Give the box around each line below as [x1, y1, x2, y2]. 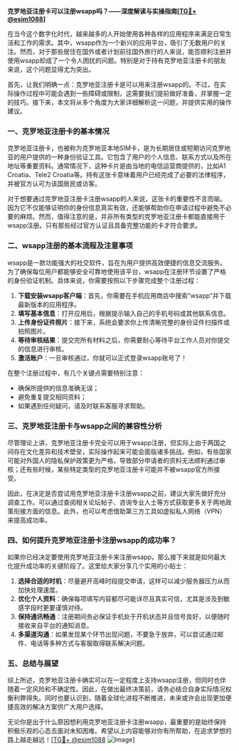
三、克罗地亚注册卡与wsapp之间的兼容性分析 [7, 421, 162, 431]
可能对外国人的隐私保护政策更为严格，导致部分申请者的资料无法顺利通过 [7, 456, 219, 464]
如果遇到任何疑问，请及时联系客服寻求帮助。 [17, 401, 149, 410]
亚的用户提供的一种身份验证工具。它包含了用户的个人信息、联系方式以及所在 [7, 153, 232, 161]
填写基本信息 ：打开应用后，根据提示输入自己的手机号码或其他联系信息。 [17, 309, 230, 317]
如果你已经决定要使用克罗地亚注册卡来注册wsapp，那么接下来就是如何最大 [7, 553, 226, 561]
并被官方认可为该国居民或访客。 [7, 179, 101, 188]
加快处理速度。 [17, 586, 62, 595]
